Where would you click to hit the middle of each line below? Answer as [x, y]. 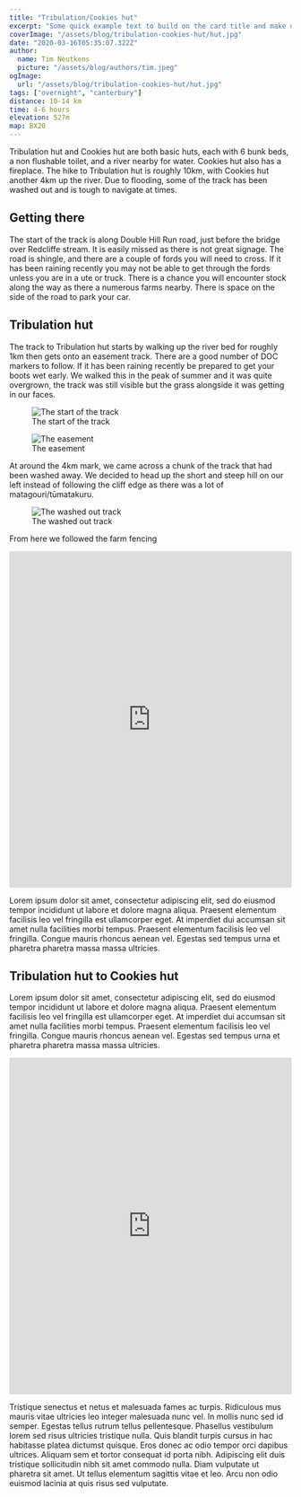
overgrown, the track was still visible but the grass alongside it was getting [147, 385]
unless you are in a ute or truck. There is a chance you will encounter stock [148, 277]
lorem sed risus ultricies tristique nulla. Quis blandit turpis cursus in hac [141, 1436]
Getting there [47, 218]
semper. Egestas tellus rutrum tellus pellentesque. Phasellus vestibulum [142, 1426]
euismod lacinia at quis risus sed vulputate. [89, 1484]
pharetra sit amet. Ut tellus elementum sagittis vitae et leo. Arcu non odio [144, 1474]
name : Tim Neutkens [54, 59]
